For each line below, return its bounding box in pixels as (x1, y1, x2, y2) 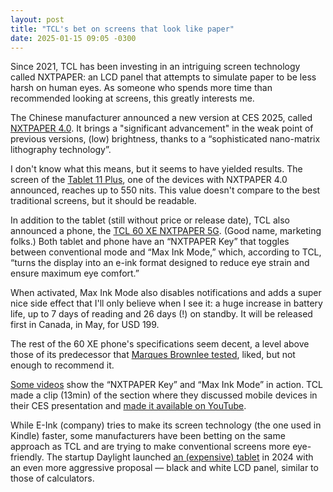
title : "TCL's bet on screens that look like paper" (10, 24, 235, 34)
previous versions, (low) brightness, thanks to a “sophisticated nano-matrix (10, 133, 321, 145)
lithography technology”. (10, 144, 112, 156)
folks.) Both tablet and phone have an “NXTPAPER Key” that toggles (10, 236, 290, 248)
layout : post (10, 14, 65, 25)
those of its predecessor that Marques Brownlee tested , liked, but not (10, 349, 296, 361)
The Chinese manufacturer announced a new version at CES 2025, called (10, 112, 313, 124)
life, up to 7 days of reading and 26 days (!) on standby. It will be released (10, 308, 313, 320)
